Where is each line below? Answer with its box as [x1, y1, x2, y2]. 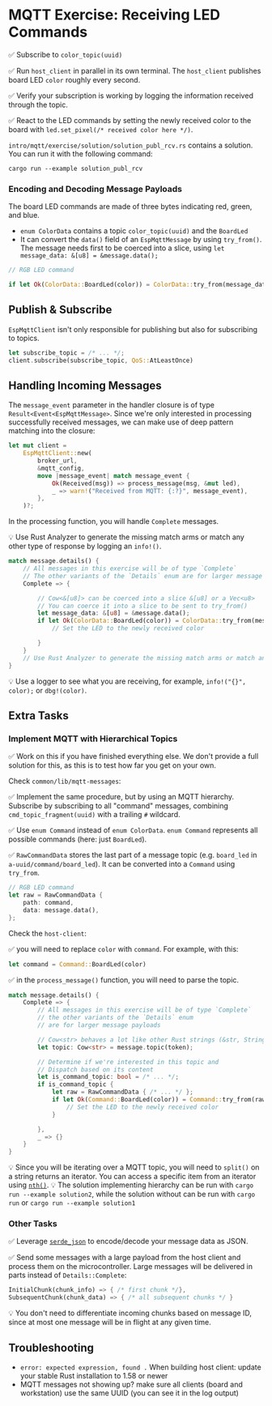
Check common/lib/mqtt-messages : [8, 776, 121, 786]
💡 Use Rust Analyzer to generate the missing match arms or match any [8, 532, 244, 542]
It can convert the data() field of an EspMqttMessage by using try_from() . [19, 235, 262, 245]
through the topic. [8, 100, 69, 109]
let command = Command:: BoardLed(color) [8, 960, 147, 969]
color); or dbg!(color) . [8, 685, 87, 695]
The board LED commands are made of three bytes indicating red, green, [8, 202, 253, 211]
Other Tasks [8, 1218, 58, 1229]
